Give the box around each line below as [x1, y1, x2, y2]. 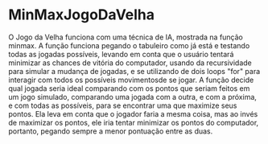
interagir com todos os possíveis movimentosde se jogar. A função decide [8, 75, 254, 84]
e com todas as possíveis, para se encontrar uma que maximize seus [8, 101, 237, 110]
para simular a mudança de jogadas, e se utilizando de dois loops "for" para [8, 66, 261, 76]
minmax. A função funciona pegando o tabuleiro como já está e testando [8, 40, 250, 50]
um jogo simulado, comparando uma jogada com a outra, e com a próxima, [8, 92, 258, 101]
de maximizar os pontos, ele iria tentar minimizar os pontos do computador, [8, 117, 259, 127]
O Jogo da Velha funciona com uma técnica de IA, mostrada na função [8, 32, 243, 42]
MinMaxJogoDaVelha [8, 6, 155, 24]
